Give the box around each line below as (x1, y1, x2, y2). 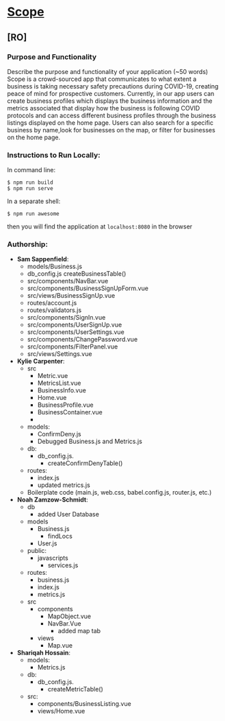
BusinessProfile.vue (37, 401, 94, 409)
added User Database (37, 510, 99, 519)
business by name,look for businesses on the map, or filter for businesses (7, 126, 215, 134)
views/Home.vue (37, 707, 85, 716)
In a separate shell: (7, 197, 61, 206)
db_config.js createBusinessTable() (27, 270, 127, 278)
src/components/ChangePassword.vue (27, 335, 138, 344)
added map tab (57, 627, 101, 635)
